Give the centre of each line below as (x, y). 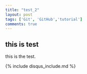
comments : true (21, 24)
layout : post (19, 15)
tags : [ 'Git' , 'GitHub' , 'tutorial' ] (44, 19)
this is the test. (20, 56)
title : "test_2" (22, 10)
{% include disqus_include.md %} (40, 66)
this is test (22, 44)
